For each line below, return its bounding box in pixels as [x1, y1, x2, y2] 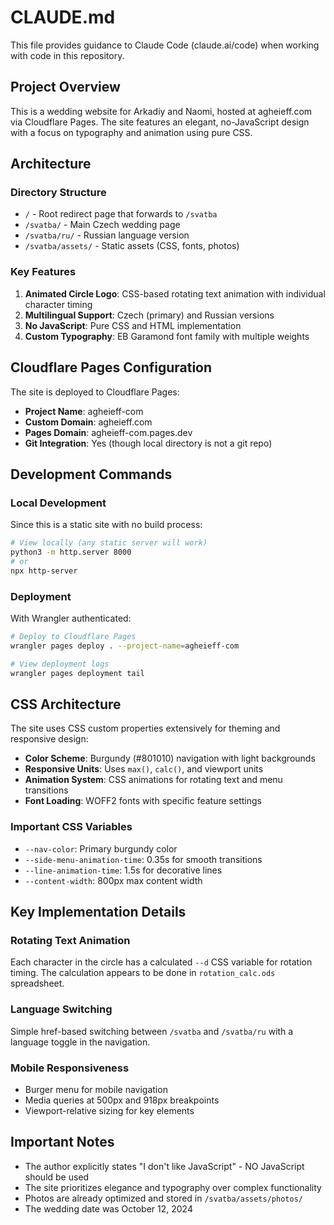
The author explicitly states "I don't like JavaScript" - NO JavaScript [24, 1160, 305, 1172]
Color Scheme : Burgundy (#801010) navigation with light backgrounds [24, 752, 316, 765]
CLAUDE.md [10, 6, 116, 29]
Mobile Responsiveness [10, 1061, 130, 1075]
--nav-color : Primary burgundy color [24, 842, 178, 855]
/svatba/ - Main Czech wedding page [24, 219, 181, 231]
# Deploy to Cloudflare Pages [10, 632, 137, 642]
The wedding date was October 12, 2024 [24, 1202, 193, 1215]
